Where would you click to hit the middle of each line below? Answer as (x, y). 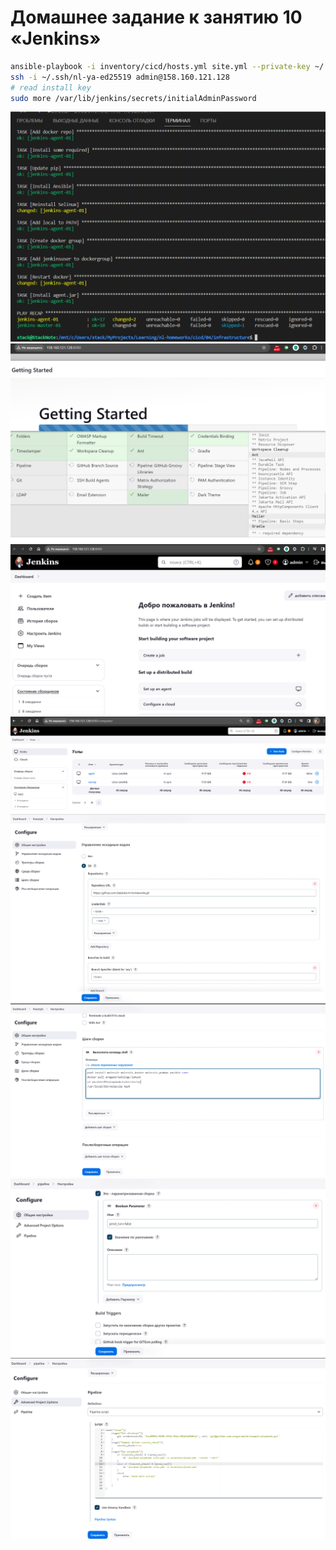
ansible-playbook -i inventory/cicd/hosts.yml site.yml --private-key (160, 66)
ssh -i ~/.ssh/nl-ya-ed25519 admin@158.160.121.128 (120, 77)
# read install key (51, 87)
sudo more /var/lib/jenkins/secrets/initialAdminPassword (133, 98)
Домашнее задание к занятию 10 (156, 17)
